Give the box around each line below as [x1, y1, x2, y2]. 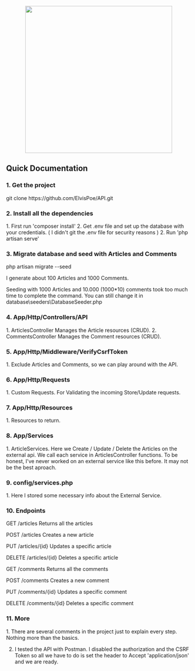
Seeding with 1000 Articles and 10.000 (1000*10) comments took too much [6, 286, 188, 293]
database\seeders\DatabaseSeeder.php [6, 298, 103, 305]
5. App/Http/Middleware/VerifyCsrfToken [6, 347, 128, 356]
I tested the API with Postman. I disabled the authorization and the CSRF [14, 645, 190, 653]
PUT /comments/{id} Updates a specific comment [6, 589, 127, 596]
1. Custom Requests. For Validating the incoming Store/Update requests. [6, 389, 181, 396]
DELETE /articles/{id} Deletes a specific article [6, 554, 119, 562]
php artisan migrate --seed [6, 263, 72, 270]
